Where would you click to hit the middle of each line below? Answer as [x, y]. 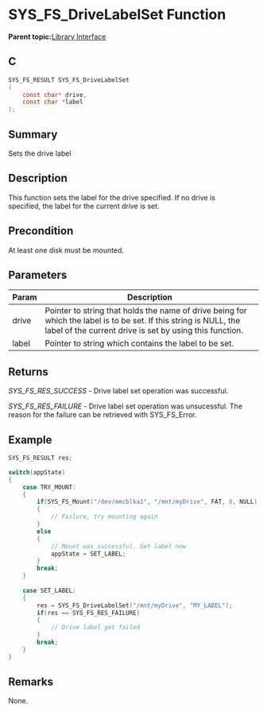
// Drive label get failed [95, 628]
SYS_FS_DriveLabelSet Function [117, 15]
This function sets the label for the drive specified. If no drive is [112, 197]
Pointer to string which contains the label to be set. [139, 343]
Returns [29, 371]
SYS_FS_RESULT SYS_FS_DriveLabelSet [69, 80]
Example [30, 440]
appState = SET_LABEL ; [88, 554]
